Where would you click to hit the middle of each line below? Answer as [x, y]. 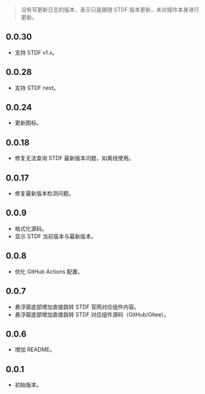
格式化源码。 [31, 228]
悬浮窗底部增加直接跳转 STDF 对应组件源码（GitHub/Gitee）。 [92, 314]
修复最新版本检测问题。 [44, 193]
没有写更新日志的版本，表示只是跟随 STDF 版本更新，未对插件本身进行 [110, 10]
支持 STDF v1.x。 [36, 52]
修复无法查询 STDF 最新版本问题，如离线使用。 [74, 158]
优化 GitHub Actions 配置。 [49, 271]
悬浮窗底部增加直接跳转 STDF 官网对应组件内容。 [77, 307]
